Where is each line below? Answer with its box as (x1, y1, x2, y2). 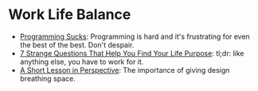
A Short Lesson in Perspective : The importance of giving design (19, 65, 230, 74)
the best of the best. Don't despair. (19, 40, 135, 49)
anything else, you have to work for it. (19, 57, 144, 66)
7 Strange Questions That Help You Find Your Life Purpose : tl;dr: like (19, 48, 244, 58)
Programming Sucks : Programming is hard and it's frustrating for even (19, 32, 251, 41)
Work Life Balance (8, 6, 131, 24)
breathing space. (19, 74, 76, 83)
